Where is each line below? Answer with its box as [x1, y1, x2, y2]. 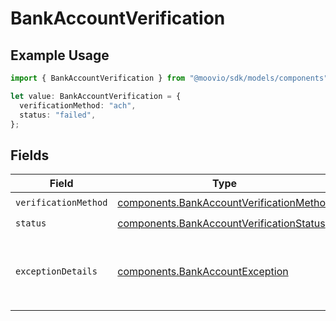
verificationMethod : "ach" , [19, 100, 137, 111]
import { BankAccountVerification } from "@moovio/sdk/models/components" [10, 73, 329, 83]
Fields [10, 147, 50, 164]
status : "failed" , [19, 110, 97, 120]
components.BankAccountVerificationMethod [117, 195, 332, 209]
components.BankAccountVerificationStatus [117, 216, 326, 230]
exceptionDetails [15, 266, 98, 277]
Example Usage [10, 47, 110, 64]
